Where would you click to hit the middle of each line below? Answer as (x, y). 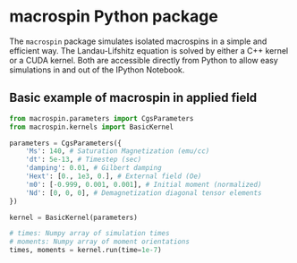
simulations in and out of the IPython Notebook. (97, 70)
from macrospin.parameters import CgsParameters (102, 118)
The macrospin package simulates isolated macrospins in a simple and (138, 41)
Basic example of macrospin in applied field (133, 98)
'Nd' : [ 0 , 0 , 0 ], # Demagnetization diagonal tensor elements (144, 193)
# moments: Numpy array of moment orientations (100, 242)
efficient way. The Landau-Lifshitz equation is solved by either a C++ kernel (149, 50)
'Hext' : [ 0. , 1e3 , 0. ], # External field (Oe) (114, 176)
